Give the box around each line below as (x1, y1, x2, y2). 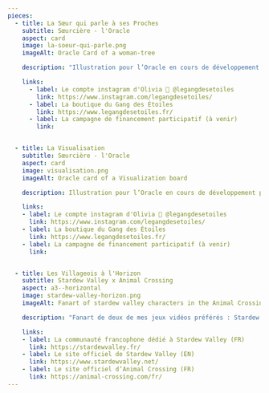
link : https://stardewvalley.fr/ (28, 342, 141, 351)
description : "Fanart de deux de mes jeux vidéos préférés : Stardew (22, 314, 260, 322)
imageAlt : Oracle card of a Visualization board (22, 174, 188, 182)
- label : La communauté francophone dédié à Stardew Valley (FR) (22, 335, 246, 343)
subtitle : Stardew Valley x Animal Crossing (22, 277, 173, 285)
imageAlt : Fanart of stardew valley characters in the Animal (22, 299, 234, 307)
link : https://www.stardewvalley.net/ (28, 358, 159, 366)
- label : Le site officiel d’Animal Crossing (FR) (22, 366, 195, 374)
